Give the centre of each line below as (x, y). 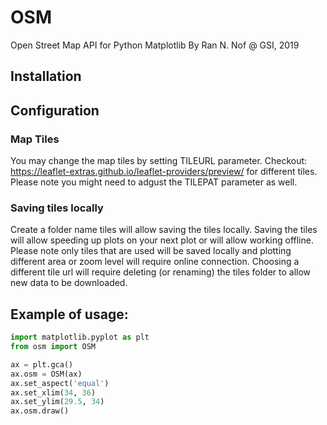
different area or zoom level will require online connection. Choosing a (155, 262)
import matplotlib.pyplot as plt (80, 337)
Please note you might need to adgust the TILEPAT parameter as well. (154, 182)
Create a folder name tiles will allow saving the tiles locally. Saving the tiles (164, 230)
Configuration (55, 110)
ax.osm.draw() (40, 411)
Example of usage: (69, 314)
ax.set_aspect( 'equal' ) (60, 383)
